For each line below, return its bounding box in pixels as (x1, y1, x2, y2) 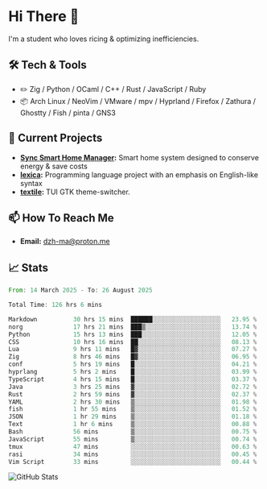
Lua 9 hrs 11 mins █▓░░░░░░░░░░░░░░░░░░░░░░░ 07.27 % (8, 346, 257, 354)
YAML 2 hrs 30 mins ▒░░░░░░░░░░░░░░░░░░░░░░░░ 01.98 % (8, 398, 257, 406)
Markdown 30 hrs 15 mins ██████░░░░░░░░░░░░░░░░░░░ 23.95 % (8, 315, 257, 323)
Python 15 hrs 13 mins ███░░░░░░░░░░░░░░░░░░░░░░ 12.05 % (8, 330, 257, 338)
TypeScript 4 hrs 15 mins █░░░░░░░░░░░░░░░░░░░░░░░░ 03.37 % (8, 375, 257, 383)
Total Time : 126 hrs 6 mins (8, 301, 103, 309)
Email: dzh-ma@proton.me (19, 237, 110, 247)
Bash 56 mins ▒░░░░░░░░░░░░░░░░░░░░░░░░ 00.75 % (8, 428, 257, 436)
